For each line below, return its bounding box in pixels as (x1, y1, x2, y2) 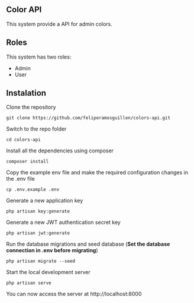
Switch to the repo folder (6, 125, 67, 132)
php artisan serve (6, 280, 51, 286)
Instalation (6, 88, 46, 98)
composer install (6, 159, 49, 165)
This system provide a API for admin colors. (6, 20, 112, 27)
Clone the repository (6, 103, 56, 111)
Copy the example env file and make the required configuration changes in (6, 169, 188, 176)
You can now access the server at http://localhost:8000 (6, 291, 142, 298)
